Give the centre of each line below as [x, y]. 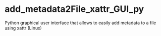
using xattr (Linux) [23, 28]
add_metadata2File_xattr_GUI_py [74, 9]
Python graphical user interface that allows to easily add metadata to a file [80, 23]
